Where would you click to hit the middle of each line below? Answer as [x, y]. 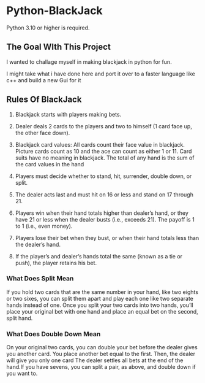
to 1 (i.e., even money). [44, 226]
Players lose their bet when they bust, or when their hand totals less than [107, 238]
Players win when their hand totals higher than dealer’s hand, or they [102, 213]
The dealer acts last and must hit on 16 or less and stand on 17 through [104, 195]
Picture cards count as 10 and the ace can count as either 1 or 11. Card [103, 151]
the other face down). [43, 133]
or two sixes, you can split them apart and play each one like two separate [100, 298]
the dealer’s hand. [38, 244]
